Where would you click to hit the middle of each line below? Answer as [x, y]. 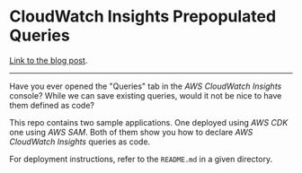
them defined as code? [52, 105]
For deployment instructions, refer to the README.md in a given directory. [141, 159]
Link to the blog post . [49, 60]
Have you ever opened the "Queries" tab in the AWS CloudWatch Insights [146, 86]
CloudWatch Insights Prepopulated [143, 17]
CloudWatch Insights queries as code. [80, 142]
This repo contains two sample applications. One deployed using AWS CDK [149, 122]
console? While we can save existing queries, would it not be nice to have [146, 95]
